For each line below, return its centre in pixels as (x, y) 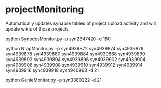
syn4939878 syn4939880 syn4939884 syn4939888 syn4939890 (75, 54)
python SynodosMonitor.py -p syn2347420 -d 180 (58, 39)
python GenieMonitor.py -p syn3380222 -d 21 (53, 80)
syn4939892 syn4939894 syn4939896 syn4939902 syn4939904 (75, 59)
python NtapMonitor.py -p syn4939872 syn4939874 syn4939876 (74, 48)
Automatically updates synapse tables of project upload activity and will (81, 23)
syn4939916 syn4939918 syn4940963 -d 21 (52, 70)
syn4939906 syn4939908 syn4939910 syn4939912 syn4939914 (74, 65)
